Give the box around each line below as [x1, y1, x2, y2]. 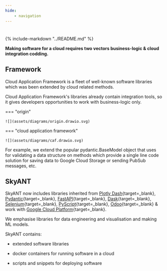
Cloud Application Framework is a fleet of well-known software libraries [5, 78, 153, 85]
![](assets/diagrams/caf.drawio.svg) [5, 138, 84, 143]
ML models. [5, 221, 29, 227]
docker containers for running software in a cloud [12, 250, 115, 256]
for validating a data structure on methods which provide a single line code [5, 152, 159, 158]
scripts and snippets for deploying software [12, 260, 102, 266]
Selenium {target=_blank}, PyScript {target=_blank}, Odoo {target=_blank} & [5, 201, 158, 207]
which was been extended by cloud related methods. [5, 84, 114, 90]
